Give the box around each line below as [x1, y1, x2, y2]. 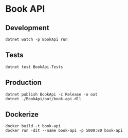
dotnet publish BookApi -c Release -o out [5, 91, 98, 97]
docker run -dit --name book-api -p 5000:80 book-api [5, 128, 123, 133]
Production [5, 78, 42, 87]
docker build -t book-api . [5, 124, 66, 129]
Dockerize [5, 110, 39, 119]
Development [5, 24, 50, 32]
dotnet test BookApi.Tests [5, 64, 63, 70]
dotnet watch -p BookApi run [5, 37, 68, 42]
